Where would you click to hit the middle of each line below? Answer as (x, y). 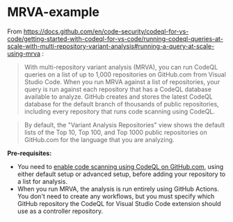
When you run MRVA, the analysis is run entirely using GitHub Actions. (118, 189)
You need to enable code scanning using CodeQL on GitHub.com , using (120, 166)
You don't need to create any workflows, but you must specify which (116, 196)
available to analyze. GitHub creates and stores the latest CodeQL (119, 96)
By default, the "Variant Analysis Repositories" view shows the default (124, 125)
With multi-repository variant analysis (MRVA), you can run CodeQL (121, 67)
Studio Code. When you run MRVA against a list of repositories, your (122, 81)
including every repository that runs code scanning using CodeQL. (120, 111)
